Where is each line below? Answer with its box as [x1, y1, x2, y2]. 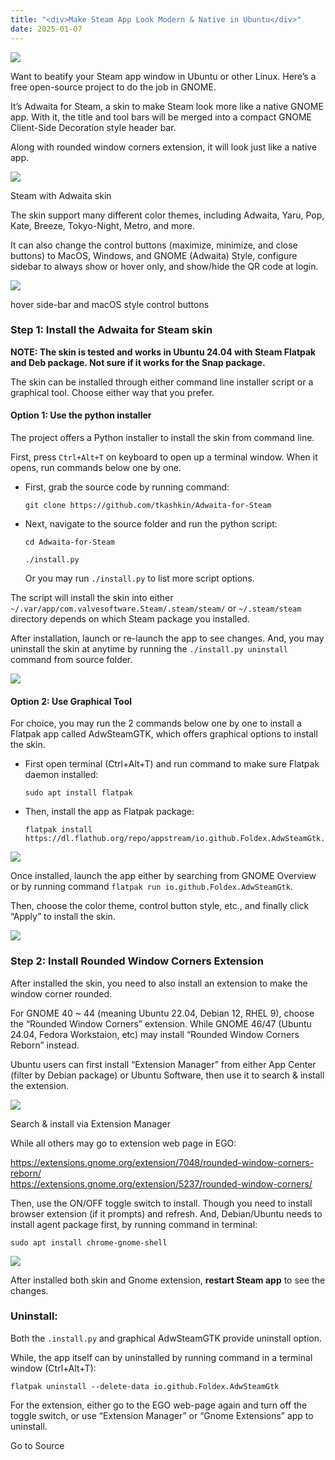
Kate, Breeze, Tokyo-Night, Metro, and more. [10, 219, 195, 231]
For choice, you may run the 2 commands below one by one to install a [10, 717, 302, 730]
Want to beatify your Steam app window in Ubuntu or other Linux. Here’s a [10, 70, 317, 82]
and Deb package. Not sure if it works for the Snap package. [10, 356, 266, 368]
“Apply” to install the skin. [10, 911, 116, 923]
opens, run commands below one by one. [10, 462, 182, 473]
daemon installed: [24, 769, 99, 781]
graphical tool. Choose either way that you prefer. [10, 386, 215, 398]
